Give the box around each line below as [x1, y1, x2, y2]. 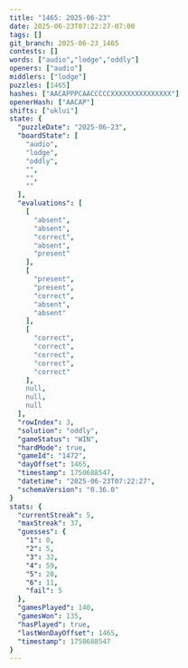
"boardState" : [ [17, 131, 79, 140]
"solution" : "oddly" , [17, 426, 99, 435]
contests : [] [9, 47, 59, 56]
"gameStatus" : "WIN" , [17, 434, 99, 444]
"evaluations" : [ [17, 198, 83, 208]
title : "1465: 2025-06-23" [9, 13, 111, 23]
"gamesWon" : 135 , [17, 612, 83, 621]
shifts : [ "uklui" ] [9, 106, 79, 115]
